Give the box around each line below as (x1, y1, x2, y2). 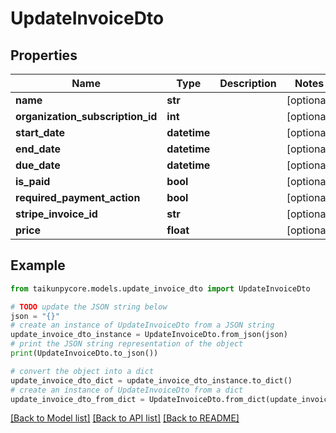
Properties (10, 47, 78, 64)
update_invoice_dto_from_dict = (10, 394, 145, 404)
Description (219, 77, 277, 90)
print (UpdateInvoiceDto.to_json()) (10, 348, 159, 359)
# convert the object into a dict (10, 366, 155, 376)
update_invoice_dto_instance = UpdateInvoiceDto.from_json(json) (10, 330, 288, 340)
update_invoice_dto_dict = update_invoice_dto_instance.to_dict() (10, 375, 293, 386)
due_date (15, 158, 61, 172)
